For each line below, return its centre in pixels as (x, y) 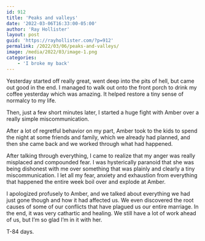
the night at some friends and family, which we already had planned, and (98, 137)
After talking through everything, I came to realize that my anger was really (101, 155)
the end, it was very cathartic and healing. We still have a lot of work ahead (101, 213)
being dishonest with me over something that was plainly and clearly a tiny (101, 169)
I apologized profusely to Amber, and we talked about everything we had (98, 193)
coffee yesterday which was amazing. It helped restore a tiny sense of (95, 94)
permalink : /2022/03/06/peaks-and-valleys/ (63, 47)
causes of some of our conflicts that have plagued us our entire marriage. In (102, 207)
